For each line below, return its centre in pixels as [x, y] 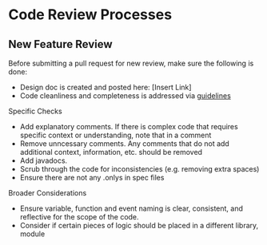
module [32, 234]
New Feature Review [60, 44]
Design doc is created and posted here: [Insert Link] [106, 87]
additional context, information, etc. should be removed [111, 152]
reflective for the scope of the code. [79, 217]
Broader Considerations [48, 193]
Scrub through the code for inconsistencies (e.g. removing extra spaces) [139, 169]
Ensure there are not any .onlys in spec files [92, 178]
